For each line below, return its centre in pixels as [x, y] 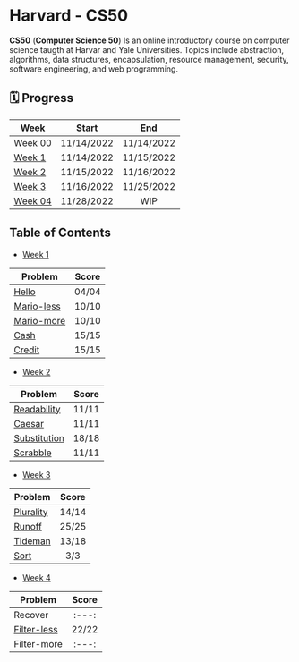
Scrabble [33, 453]
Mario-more [40, 320]
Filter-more [38, 643]
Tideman [32, 540]
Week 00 [33, 142]
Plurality [31, 512]
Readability [37, 409]
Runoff [28, 526]
